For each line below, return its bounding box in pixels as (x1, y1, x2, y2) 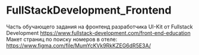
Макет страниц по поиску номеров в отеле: (6, 35, 118, 43)
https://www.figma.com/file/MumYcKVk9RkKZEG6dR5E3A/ (6, 42, 151, 49)
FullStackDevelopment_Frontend (6, 4, 172, 17)
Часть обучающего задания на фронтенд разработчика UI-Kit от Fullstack (6, 23, 193, 30)
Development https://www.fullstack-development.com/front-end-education (6, 29, 191, 36)
